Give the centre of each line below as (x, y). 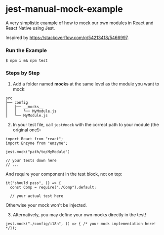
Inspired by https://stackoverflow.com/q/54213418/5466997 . (67, 38)
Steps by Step (23, 73)
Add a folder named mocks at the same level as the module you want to (86, 84)
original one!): (27, 130)
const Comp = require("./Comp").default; (53, 187)
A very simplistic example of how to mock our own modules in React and (80, 23)
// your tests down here (31, 160)
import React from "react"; (35, 139)
